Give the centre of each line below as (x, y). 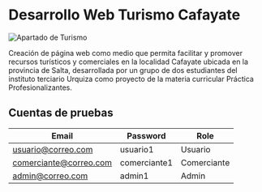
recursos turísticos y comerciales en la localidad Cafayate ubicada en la (129, 62)
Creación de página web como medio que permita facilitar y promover (126, 53)
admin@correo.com (50, 176)
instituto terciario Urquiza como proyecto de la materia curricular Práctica (131, 79)
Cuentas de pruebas (61, 113)
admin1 (134, 176)
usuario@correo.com (53, 149)
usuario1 (137, 149)
